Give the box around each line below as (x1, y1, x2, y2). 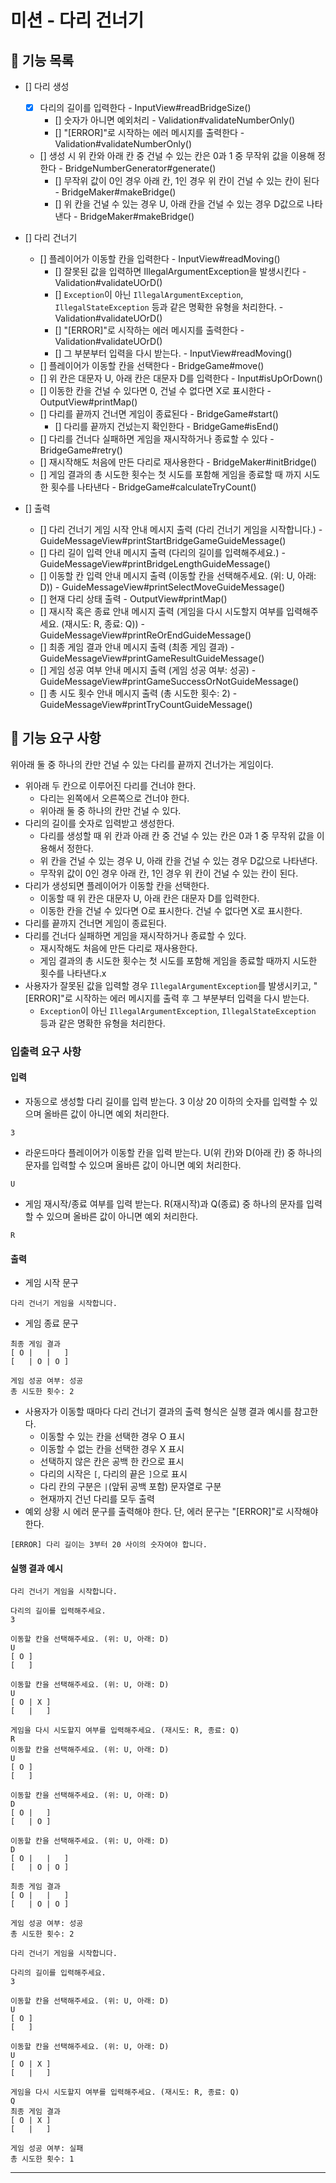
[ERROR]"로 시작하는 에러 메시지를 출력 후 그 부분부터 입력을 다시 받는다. (24, 992, 310, 1004)
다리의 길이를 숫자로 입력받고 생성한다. (24, 817, 175, 829)
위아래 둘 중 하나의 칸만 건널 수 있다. (39, 804, 182, 816)
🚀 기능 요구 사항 (10, 730, 102, 747)
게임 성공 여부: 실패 (10, 2144, 84, 2154)
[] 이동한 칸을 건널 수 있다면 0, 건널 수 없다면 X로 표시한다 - (39, 385, 272, 397)
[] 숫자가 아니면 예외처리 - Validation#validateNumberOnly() (54, 114, 296, 126)
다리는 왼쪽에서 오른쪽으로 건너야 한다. (39, 792, 190, 804)
